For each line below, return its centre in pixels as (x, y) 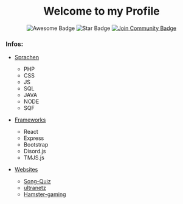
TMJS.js (34, 158)
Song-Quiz (37, 181)
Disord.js (35, 151)
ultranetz (35, 188)
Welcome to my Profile (102, 11)
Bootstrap (36, 145)
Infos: (15, 44)
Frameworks (30, 120)
